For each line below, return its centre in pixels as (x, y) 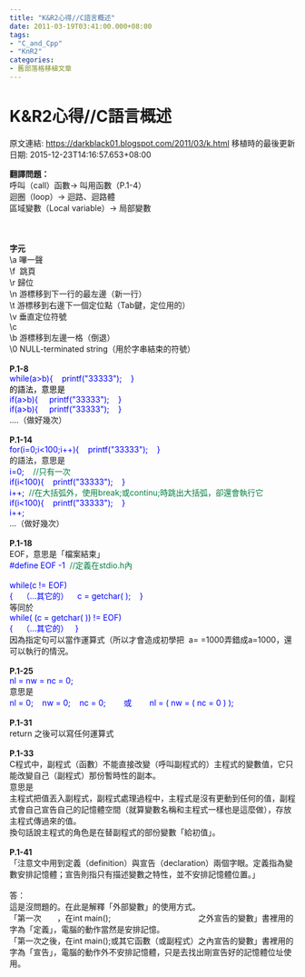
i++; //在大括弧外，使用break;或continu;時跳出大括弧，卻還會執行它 (137, 493)
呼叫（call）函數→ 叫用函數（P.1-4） (78, 185)
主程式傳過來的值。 (45, 821)
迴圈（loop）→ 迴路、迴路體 (63, 196)
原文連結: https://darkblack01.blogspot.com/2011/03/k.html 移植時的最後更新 (152, 143)
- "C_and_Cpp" (36, 43)
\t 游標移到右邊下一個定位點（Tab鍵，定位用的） (100, 304)
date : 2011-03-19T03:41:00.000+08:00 (81, 26)
